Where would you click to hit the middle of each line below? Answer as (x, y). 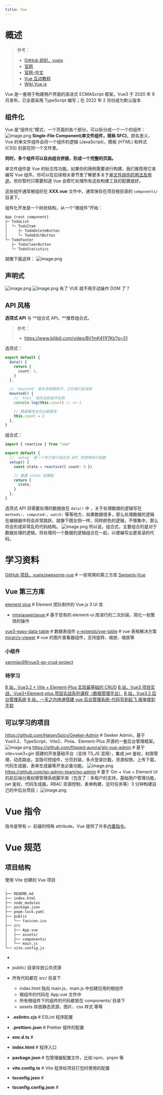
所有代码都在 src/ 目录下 (36, 978)
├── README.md (19, 894)
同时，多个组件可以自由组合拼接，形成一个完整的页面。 (60, 158)
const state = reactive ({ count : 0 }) (53, 467)
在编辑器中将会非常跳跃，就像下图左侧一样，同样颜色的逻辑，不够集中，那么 (82, 520)
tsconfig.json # (28, 1078)
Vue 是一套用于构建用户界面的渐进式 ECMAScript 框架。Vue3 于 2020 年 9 (80, 94)
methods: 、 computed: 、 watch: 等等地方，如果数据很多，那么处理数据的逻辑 (80, 514)
